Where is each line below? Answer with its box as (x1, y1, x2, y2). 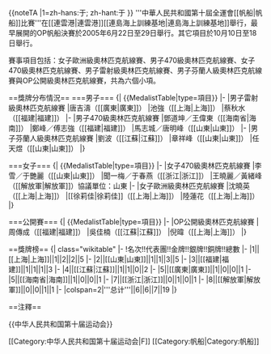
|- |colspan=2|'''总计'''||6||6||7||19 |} (56, 285, 178, 294)
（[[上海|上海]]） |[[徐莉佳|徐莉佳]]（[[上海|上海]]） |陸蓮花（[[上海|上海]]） (8, 191, 260, 201)
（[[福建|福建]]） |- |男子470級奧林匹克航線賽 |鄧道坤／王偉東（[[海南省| (8, 113, 249, 122)
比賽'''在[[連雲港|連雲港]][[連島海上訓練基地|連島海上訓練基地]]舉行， (20, 18, 251, 28)
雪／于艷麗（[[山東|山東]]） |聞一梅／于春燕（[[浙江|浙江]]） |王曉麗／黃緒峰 (8, 171, 263, 181)
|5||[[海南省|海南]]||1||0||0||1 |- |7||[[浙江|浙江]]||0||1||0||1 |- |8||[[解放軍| (8, 275, 247, 284)
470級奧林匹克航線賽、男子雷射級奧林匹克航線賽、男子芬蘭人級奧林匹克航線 (8, 66, 263, 75)
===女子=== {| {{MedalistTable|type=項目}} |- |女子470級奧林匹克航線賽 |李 (8, 161, 262, 170)
